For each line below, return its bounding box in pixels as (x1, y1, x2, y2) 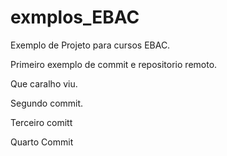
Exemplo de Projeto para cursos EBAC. (10, 39, 171, 51)
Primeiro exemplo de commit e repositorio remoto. (10, 58, 218, 70)
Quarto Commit (10, 136, 74, 148)
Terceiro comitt (10, 116, 73, 128)
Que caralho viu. (10, 77, 78, 90)
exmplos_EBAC (10, 6, 140, 29)
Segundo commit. (10, 97, 84, 109)
